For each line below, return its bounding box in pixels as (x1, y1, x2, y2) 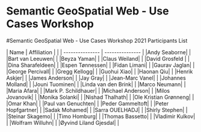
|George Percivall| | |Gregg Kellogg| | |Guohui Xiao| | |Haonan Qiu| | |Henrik (6, 68, 193, 75)
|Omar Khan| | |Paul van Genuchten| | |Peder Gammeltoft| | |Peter (6, 99, 169, 107)
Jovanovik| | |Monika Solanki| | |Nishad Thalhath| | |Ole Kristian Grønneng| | (6, 93, 194, 101)
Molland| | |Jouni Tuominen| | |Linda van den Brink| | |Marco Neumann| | (6, 80, 186, 88)
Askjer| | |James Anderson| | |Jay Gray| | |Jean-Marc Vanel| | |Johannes (6, 74, 187, 81)
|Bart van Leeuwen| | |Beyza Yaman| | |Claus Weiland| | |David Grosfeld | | (6, 55, 190, 62)
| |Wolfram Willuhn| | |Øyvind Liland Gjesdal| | (6, 119, 119, 126)
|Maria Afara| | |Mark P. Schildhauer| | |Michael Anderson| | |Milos (6, 87, 170, 94)
